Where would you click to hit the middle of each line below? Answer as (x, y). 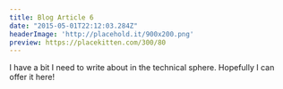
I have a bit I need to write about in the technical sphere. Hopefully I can (142, 68)
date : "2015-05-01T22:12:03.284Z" (74, 26)
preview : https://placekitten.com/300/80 (88, 42)
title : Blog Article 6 (51, 17)
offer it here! (32, 77)
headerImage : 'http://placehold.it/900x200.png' (102, 34)
